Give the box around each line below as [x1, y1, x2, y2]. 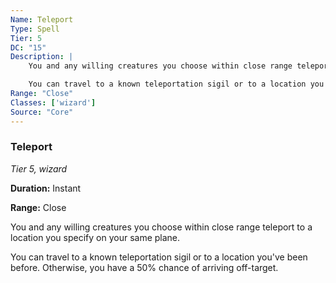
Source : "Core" [10, 107, 74, 117]
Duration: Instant [10, 182, 82, 194]
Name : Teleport [10, 14, 74, 25]
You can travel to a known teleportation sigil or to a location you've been [10, 251, 308, 263]
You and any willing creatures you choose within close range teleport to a [10, 221, 313, 233]
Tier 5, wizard [10, 162, 68, 175]
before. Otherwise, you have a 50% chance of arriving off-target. [10, 261, 279, 273]
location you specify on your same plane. [10, 231, 181, 243]
